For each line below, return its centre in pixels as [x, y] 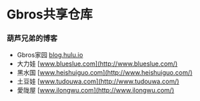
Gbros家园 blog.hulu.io [50, 55]
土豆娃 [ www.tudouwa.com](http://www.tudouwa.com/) [98, 81]
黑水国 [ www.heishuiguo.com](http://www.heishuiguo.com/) [105, 73]
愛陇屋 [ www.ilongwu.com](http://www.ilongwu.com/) [95, 90]
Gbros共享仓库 [50, 14]
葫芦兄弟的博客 [32, 38]
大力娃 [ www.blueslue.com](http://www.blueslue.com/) [97, 64]
